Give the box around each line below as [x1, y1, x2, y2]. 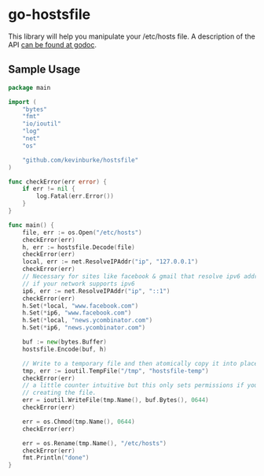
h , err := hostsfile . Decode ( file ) [22, 243, 135, 251]
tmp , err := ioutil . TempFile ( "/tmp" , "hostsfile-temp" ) [22, 366, 210, 375]
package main [8, 84, 51, 91]
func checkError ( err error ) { [8, 177, 108, 186]
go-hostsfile [8, 6, 91, 24]
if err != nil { [22, 185, 76, 193]
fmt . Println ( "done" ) [22, 454, 90, 462]
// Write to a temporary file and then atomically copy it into [22, 359, 237, 367]
